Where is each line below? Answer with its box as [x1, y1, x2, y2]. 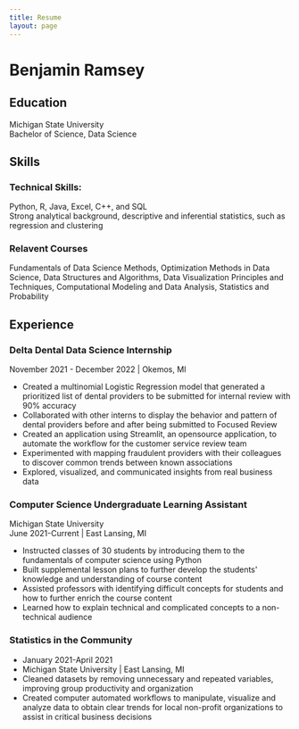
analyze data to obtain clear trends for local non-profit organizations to [21, 701, 284, 712]
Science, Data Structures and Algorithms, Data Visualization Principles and [9, 272, 284, 283]
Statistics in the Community [9, 634, 133, 647]
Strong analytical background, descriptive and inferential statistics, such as [9, 211, 286, 221]
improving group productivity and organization [21, 683, 194, 693]
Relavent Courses [9, 243, 88, 255]
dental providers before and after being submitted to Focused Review [21, 419, 278, 430]
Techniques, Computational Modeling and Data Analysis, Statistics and [9, 282, 270, 293]
